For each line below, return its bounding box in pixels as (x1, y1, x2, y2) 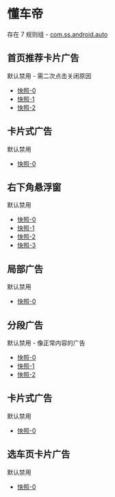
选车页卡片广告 (7, 448, 71, 460)
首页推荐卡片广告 (7, 52, 79, 64)
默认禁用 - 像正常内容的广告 (7, 339, 86, 347)
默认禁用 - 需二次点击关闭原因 (7, 71, 92, 80)
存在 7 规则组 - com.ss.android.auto (7, 30, 108, 38)
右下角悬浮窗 (7, 181, 62, 193)
